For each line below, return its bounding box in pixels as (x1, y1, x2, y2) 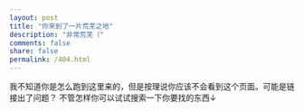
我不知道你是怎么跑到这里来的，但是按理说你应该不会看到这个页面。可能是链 (9, 81, 295, 91)
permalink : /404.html (9, 55, 91, 64)
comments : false (9, 38, 71, 48)
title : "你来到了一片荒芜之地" (9, 22, 114, 31)
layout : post (9, 13, 59, 23)
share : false (9, 47, 59, 56)
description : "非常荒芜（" (9, 30, 104, 39)
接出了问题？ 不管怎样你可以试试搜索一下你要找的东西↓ (9, 92, 217, 103)
